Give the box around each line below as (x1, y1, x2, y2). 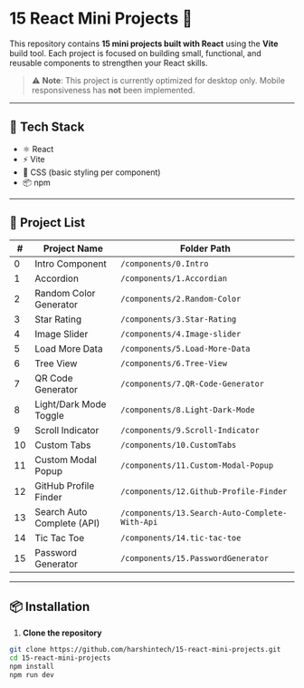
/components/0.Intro (120, 258, 209, 268)
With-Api (120, 517, 158, 527)
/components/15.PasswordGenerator (120, 553, 270, 563)
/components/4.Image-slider (120, 328, 242, 339)
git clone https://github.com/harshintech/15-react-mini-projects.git (9, 645, 281, 654)
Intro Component (34, 257, 107, 270)
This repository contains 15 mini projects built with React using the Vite (9, 38, 279, 49)
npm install (9, 662, 54, 672)
